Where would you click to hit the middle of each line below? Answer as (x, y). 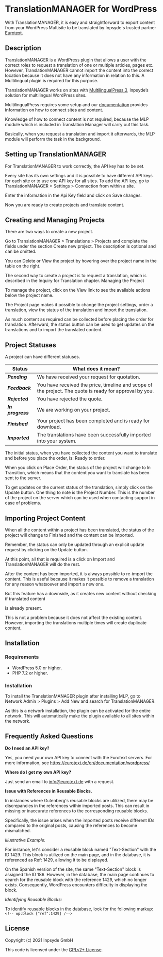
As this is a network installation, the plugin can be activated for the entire (78, 711)
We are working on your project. (74, 410)
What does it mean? (96, 369)
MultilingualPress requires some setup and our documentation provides (76, 104)
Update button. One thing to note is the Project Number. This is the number (80, 492)
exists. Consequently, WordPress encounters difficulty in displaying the (76, 884)
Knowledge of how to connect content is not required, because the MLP (77, 119)
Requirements (22, 657)
